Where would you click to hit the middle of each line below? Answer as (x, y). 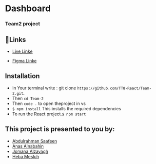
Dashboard (28, 9)
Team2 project (23, 24)
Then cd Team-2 (28, 98)
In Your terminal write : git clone (44, 88)
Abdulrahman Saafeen (35, 141)
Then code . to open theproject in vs (49, 103)
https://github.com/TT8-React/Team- (115, 88)
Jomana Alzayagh (30, 151)
